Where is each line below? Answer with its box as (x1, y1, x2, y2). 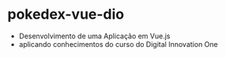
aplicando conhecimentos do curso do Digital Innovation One (18, 39, 218, 48)
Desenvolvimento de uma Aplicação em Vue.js (18, 31, 171, 41)
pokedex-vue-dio (7, 5, 125, 23)
